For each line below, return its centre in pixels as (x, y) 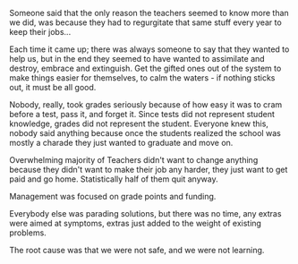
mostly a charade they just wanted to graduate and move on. (121, 143)
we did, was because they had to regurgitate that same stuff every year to (145, 22)
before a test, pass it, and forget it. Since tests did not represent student (142, 114)
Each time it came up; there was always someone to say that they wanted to (149, 49)
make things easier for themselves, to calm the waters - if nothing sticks (142, 78)
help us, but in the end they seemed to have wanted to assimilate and (137, 59)
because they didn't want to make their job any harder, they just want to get (149, 170)
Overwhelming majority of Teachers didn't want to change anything (134, 160)
